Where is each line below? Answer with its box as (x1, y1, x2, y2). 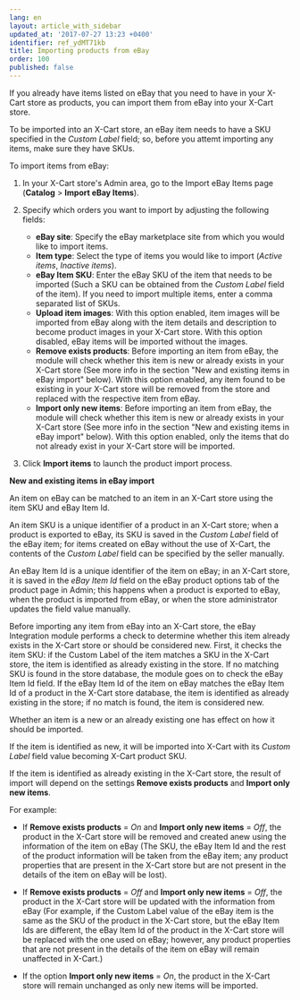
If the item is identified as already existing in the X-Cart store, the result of (9, 767, 281, 779)
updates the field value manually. (9, 603, 131, 614)
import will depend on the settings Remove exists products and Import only (9, 777, 290, 788)
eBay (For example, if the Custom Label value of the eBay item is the (21, 905, 274, 916)
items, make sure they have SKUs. (9, 142, 136, 153)
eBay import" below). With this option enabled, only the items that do (35, 431, 290, 441)
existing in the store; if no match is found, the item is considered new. (9, 697, 265, 707)
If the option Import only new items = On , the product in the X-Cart (21, 970, 271, 981)
